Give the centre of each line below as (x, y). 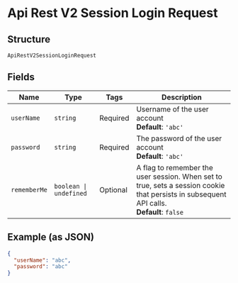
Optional (113, 189)
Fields (21, 77)
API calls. (152, 203)
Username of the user (172, 109)
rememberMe (29, 190)
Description (182, 97)
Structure (29, 39)
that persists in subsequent (181, 194)
